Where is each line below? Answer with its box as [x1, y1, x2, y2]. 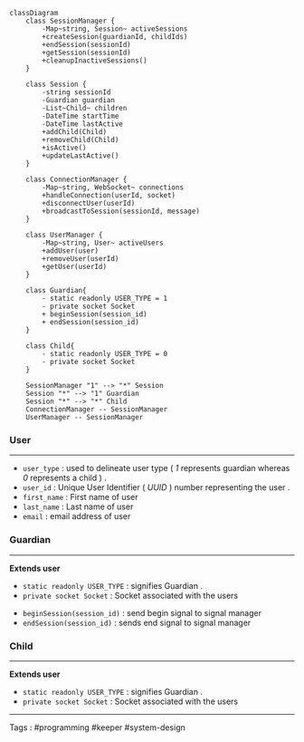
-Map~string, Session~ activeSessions [42, 24, 188, 34]
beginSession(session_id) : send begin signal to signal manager [22, 607, 262, 618]
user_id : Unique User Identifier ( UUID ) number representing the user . [22, 482, 290, 493]
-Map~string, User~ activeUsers [42, 238, 165, 247]
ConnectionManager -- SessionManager [25, 405, 168, 414]
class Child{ [25, 342, 75, 351]
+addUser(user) [42, 246, 100, 255]
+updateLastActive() [42, 151, 119, 160]
